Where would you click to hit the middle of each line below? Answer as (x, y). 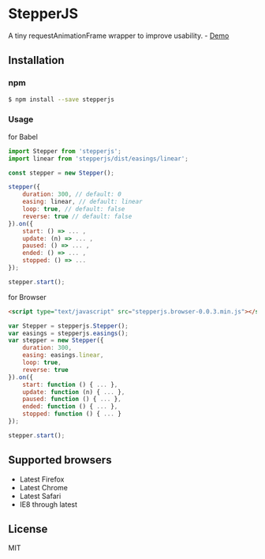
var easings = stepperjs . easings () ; (68, 333)
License (28, 529)
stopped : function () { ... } (72, 414)
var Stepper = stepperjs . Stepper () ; (68, 326)
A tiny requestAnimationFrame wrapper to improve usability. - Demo (119, 36)
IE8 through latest (48, 504)
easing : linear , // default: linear (83, 202)
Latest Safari (40, 496)
